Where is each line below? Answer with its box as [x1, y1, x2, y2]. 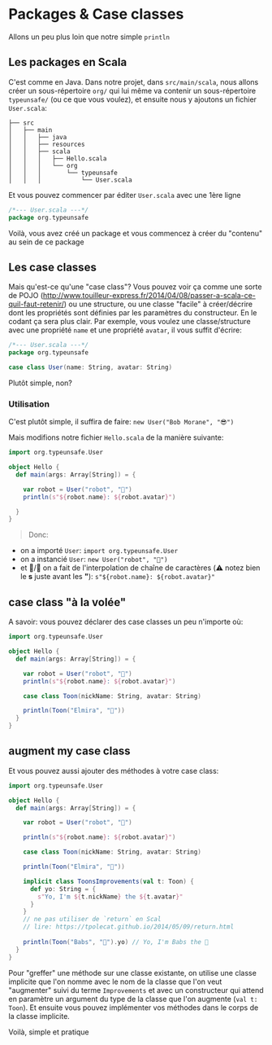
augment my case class [8, 744, 132, 758]
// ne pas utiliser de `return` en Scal [23, 915, 162, 924]
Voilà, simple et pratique [8, 1027, 89, 1037]
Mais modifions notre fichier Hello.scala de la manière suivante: [8, 432, 224, 442]
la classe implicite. [8, 1011, 71, 1021]
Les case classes [8, 260, 97, 274]
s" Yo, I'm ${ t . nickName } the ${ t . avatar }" [37, 893, 183, 901]
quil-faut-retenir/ [8, 299, 65, 310]
